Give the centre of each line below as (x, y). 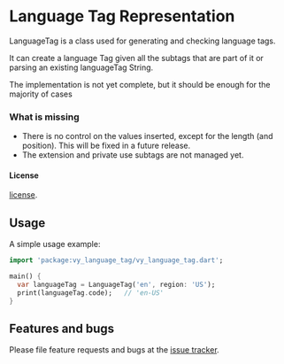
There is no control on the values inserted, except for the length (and (147, 136)
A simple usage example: (55, 244)
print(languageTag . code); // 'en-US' (91, 293)
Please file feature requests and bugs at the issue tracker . (114, 350)
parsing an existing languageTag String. (81, 67)
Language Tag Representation (122, 16)
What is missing (44, 117)
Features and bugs (62, 329)
